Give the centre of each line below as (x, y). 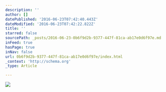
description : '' (22, 10)
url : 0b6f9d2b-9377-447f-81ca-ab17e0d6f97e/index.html (64, 57)
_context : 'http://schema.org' (38, 61)
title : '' (16, 29)
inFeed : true (19, 43)
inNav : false (19, 52)
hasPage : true (20, 47)
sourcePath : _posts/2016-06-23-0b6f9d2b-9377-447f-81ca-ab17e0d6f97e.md (83, 38)
